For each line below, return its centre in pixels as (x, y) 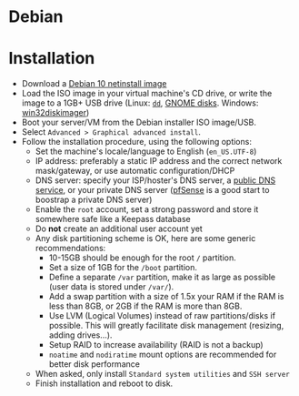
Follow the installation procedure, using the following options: (136, 142)
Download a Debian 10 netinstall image (94, 84)
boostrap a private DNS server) (94, 200)
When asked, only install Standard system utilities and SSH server (162, 374)
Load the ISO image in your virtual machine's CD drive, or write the (147, 94)
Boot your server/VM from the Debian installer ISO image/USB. (139, 122)
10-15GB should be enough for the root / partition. (143, 258)
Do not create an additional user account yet (119, 228)
